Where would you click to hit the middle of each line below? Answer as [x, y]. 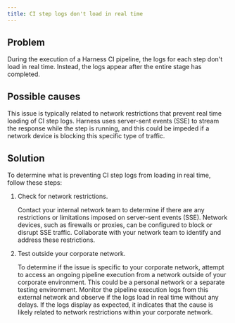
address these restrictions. [56, 240]
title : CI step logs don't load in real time [75, 14]
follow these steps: [34, 183]
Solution [26, 158]
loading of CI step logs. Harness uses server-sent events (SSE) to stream [113, 121]
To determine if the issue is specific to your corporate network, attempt [121, 267]
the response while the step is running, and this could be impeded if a [108, 128]
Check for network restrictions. [63, 196]
